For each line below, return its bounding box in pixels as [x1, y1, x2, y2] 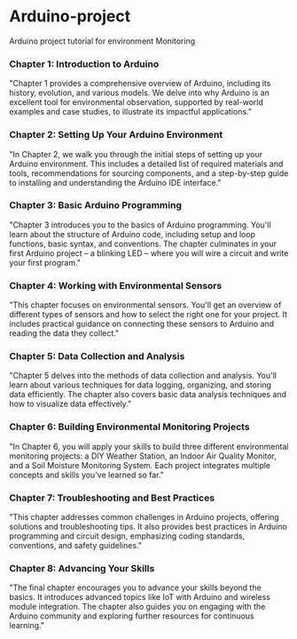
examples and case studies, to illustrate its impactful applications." [9, 107, 253, 117]
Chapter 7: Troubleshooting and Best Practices [9, 491, 215, 504]
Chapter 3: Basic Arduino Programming [9, 199, 183, 212]
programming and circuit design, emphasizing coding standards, [9, 531, 246, 541]
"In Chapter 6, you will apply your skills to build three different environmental [9, 441, 289, 451]
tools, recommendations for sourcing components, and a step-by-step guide [9, 167, 289, 179]
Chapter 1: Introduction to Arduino [9, 58, 160, 70]
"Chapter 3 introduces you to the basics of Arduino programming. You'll [9, 220, 272, 230]
